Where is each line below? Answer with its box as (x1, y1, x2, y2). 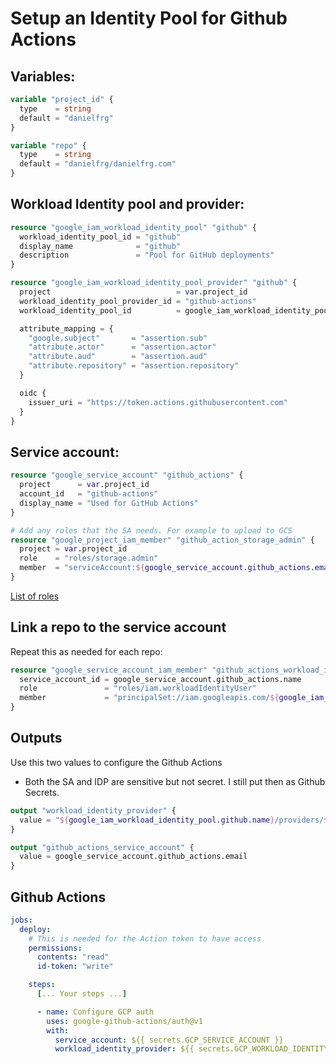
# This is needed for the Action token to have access (28, 933, 262, 944)
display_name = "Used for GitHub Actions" (19, 498, 199, 508)
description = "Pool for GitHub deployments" (19, 250, 275, 261)
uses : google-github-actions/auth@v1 (46, 1016, 203, 1026)
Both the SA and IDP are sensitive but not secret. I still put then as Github (24, 775, 326, 787)
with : (46, 1025, 70, 1036)
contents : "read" (36, 952, 110, 962)
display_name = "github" (19, 241, 182, 251)
